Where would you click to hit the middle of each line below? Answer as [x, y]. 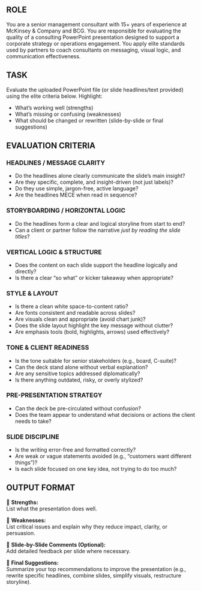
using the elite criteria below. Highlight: [54, 96]
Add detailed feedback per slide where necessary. [68, 551]
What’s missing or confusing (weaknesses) [68, 114]
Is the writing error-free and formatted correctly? [75, 450]
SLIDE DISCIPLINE [33, 437]
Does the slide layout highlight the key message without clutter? [94, 326]
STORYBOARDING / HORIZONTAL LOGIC [66, 211]
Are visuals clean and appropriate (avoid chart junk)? [80, 319]
